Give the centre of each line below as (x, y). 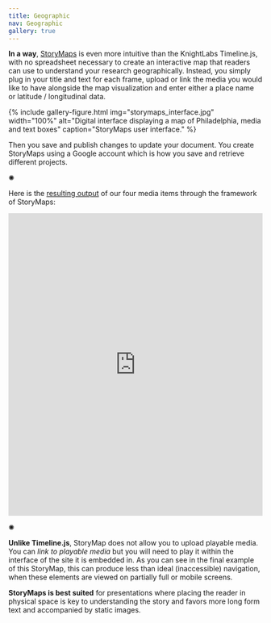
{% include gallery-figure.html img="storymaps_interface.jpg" (111, 112)
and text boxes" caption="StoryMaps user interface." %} (102, 129)
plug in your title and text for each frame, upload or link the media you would (135, 79)
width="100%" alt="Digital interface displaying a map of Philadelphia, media (135, 121)
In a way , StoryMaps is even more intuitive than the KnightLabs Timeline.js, (133, 54)
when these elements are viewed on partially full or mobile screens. (121, 577)
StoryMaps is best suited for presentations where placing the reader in (127, 593)
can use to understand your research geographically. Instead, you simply (130, 71)
